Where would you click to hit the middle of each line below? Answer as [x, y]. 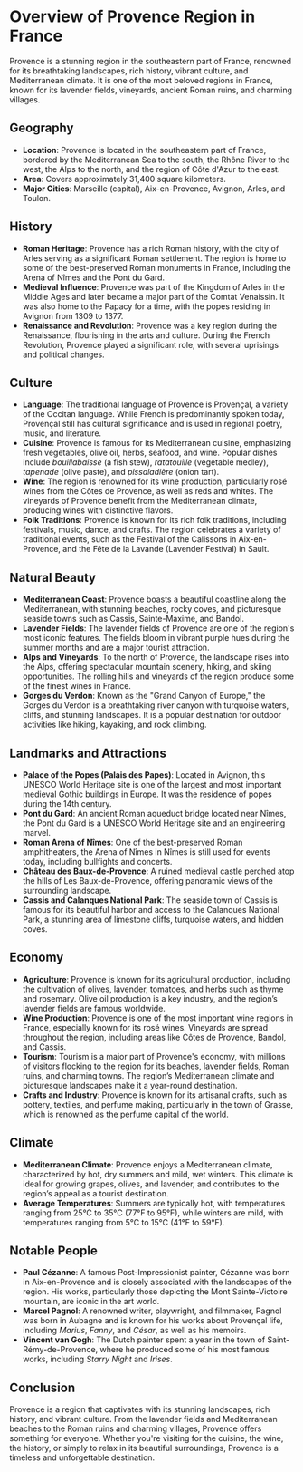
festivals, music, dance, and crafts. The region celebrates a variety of [152, 530]
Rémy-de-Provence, [60, 1350]
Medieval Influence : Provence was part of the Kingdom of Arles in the [153, 286]
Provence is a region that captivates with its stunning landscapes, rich [140, 1409]
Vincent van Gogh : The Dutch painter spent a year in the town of [144, 1340]
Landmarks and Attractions [88, 753]
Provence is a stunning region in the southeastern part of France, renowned [151, 61]
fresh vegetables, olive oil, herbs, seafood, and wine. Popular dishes [150, 453]
